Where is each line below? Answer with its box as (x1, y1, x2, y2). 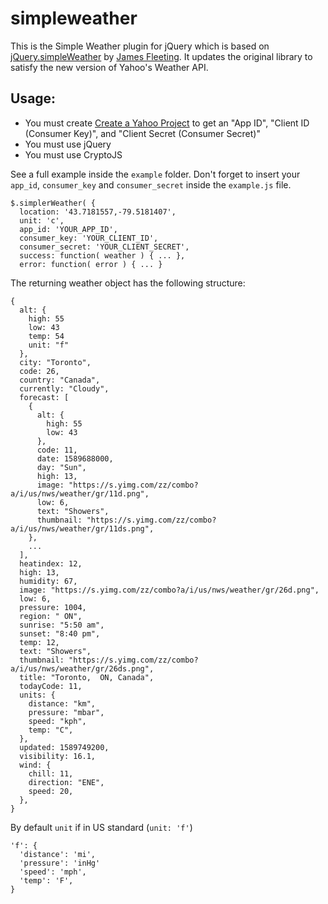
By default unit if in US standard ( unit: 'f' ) (10, 821, 193, 833)
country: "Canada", (19, 375, 101, 385)
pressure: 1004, (19, 602, 87, 612)
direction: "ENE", (28, 777, 105, 787)
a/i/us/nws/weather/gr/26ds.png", (10, 663, 155, 674)
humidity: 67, (19, 576, 78, 586)
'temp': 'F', (19, 875, 74, 886)
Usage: (10, 90, 57, 107)
